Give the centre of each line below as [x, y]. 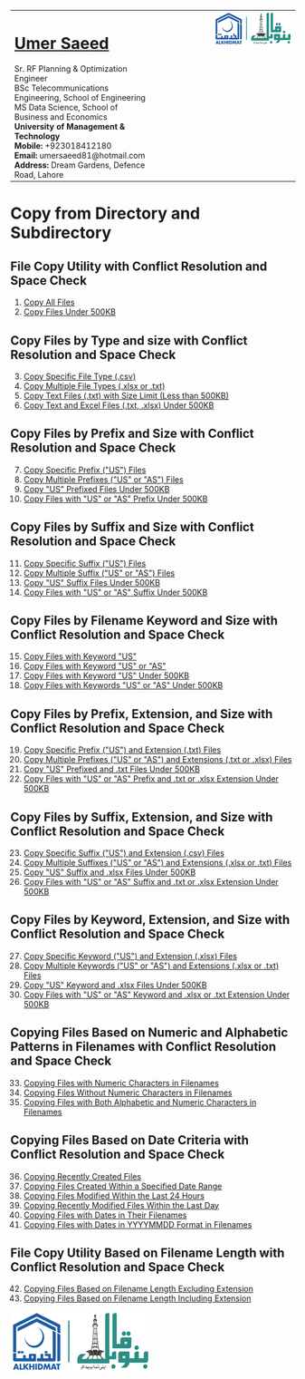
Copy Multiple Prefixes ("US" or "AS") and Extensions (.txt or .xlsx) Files [157, 760]
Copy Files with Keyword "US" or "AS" [95, 666]
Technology [37, 136]
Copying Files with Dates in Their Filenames [105, 1215]
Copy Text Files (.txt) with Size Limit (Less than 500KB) [126, 396]
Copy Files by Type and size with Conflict [129, 340]
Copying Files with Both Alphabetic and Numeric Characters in [140, 1102]
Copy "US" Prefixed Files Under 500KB [96, 489]
